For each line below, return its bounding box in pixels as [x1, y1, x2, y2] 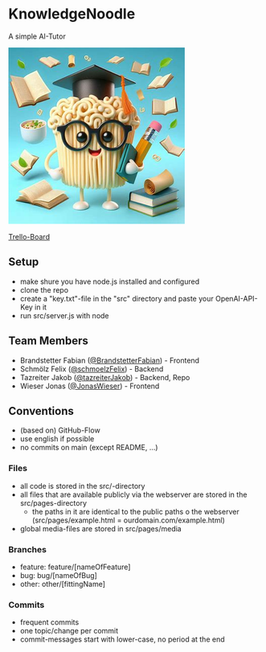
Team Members [8, 334, 88, 348]
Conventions [8, 404, 75, 418]
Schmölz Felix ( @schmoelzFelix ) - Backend [19, 363, 164, 374]
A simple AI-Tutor [8, 31, 66, 41]
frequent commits [19, 617, 80, 627]
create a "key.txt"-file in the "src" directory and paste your [19, 293, 215, 303]
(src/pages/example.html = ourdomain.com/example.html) [31, 515, 225, 525]
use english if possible [19, 434, 95, 444]
